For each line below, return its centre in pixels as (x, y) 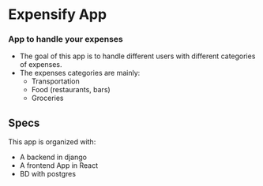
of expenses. (41, 65)
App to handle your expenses (66, 39)
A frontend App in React (59, 166)
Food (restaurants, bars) (71, 90)
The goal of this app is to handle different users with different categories (137, 56)
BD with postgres (48, 174)
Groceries (47, 98)
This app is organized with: (52, 142)
